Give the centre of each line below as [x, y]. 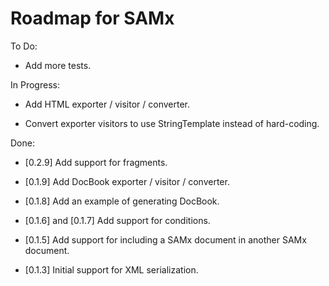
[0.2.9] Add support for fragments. [96, 162]
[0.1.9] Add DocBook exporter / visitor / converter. [127, 181]
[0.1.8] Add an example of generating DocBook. [122, 201]
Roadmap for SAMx [92, 18]
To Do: [24, 46]
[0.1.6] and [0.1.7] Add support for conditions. [117, 220]
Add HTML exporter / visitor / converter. [107, 104]
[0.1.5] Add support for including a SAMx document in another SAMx [165, 239]
